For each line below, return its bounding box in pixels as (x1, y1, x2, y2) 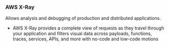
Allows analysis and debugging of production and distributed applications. (5, 15, 161, 21)
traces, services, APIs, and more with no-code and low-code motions (12, 36, 159, 42)
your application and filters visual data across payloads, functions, (12, 31, 152, 37)
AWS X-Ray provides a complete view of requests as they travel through (12, 25, 164, 31)
